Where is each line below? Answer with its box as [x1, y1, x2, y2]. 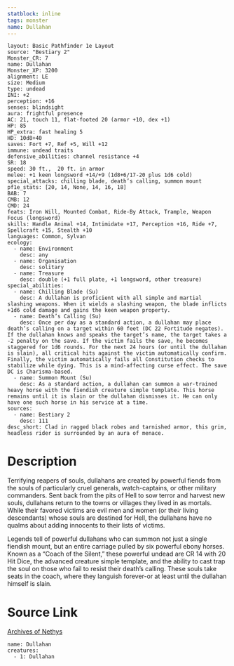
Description [7, 453, 77, 469]
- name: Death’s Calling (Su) [13, 313, 102, 320]
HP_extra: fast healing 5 [7, 129, 83, 136]
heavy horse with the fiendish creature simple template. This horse [7, 387, 215, 394]
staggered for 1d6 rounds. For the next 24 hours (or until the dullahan [7, 344, 228, 351]
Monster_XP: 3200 [7, 67, 58, 74]
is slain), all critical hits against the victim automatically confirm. [7, 350, 228, 357]
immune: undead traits [7, 147, 74, 155]
